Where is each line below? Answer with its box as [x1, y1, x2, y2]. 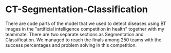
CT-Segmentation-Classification [5, 4, 148, 15]
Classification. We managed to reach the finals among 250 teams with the [5, 37, 162, 43]
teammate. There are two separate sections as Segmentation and [5, 31, 144, 37]
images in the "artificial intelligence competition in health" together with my [5, 25, 164, 32]
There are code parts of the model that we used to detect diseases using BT [5, 20, 166, 26]
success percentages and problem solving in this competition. [5, 42, 137, 48]
